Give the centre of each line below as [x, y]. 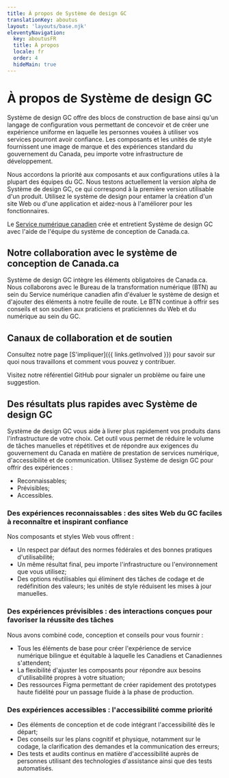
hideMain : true [35, 64]
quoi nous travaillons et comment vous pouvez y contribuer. [92, 362]
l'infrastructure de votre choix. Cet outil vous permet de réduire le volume [110, 438]
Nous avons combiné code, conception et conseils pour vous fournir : [105, 635]
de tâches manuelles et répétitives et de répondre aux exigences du [103, 446]
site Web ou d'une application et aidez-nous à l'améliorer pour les [100, 204]
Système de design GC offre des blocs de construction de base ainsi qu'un [113, 117]
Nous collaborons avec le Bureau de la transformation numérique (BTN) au [112, 287]
